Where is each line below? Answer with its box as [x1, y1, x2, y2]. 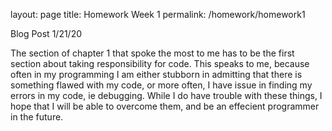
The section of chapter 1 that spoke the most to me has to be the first [10, 47, 295, 59]
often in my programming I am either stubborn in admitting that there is [10, 69, 303, 80]
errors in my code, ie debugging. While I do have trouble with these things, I [10, 90, 323, 101]
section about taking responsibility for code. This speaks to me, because [10, 58, 310, 69]
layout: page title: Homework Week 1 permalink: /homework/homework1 [10, 9, 306, 20]
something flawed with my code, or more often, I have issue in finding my [10, 79, 313, 91]
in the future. [10, 111, 64, 123]
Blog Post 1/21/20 [10, 28, 83, 39]
